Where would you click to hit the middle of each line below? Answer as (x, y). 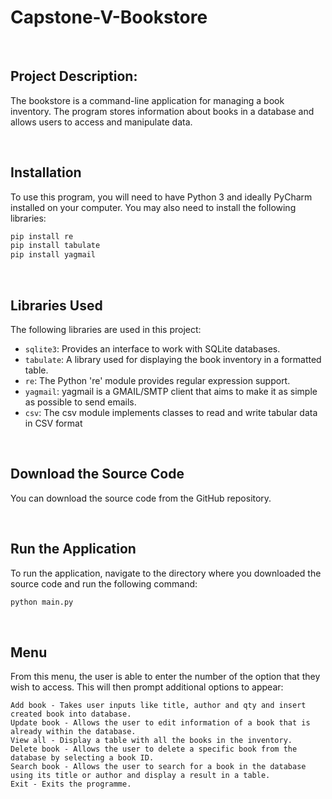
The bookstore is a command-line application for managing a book (147, 100)
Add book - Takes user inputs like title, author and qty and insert (158, 706)
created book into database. (71, 714)
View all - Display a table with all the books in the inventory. (151, 741)
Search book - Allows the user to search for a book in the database (158, 767)
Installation (46, 172)
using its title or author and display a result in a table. (140, 776)
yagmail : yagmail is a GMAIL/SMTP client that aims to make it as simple (171, 391)
